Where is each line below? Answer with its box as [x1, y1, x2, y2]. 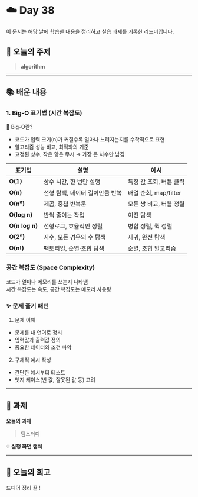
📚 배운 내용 [6, 87, 47, 97]
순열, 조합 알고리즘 [127, 244, 177, 253]
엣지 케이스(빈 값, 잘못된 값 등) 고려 [14, 376, 95, 383]
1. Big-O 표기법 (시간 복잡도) [6, 109, 82, 117]
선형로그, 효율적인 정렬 [43, 222, 103, 230]
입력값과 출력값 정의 [14, 337, 61, 344]
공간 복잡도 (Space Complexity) [6, 263, 95, 272]
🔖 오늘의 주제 [6, 47, 51, 57]
